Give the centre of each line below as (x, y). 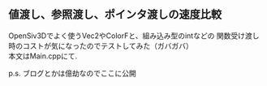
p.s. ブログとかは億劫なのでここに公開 (72, 73)
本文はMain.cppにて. (43, 56)
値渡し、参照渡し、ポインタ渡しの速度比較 (115, 15)
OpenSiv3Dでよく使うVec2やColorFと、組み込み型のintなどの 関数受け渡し (134, 36)
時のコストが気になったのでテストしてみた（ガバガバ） (101, 45)
